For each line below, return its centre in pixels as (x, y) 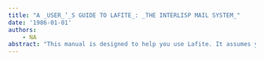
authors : (22, 30)
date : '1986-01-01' (40, 23)
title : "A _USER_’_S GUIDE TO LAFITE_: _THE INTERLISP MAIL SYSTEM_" (125, 15)
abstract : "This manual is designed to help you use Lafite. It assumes (130, 44)
